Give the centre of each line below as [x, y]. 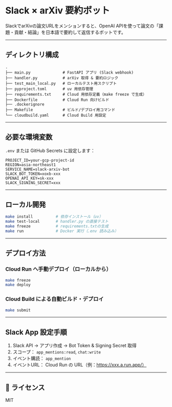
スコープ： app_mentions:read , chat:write [57, 352]
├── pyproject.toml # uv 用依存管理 [49, 89]
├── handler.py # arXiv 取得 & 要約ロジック [62, 78]
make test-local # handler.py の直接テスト [57, 222]
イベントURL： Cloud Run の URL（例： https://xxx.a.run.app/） [80, 365]
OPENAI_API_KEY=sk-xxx [29, 178]
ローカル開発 [26, 205]
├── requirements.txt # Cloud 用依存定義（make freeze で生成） [76, 94]
